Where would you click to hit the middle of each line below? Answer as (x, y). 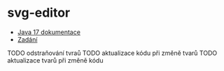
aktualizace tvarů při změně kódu (55, 60)
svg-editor (39, 13)
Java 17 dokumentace (49, 32)
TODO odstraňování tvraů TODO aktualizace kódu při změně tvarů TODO (112, 53)
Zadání (27, 39)
